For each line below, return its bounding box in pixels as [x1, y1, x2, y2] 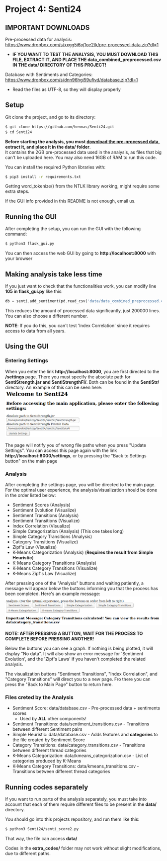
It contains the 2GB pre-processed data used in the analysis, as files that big [5, 149, 162, 155]
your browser [5, 256, 33, 261]
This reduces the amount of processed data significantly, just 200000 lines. [5, 307, 161, 314]
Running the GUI [5, 212, 57, 221]
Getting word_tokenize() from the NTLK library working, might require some [5, 183, 160, 189]
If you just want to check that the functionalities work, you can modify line [5, 283, 157, 289]
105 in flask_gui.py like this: [5, 288, 63, 294]
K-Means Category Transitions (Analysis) [12, 560, 97, 566]
